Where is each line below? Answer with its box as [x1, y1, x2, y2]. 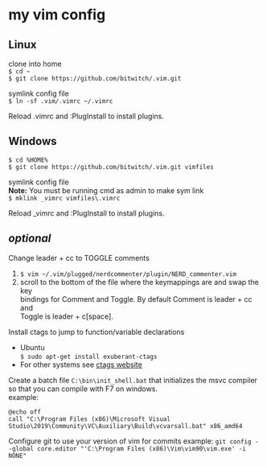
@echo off [8, 408, 42, 416]
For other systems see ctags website [19, 360, 142, 369]
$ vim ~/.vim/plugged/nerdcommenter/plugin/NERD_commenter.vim [19, 270, 237, 278]
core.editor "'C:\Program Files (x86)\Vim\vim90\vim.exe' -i [37, 444, 247, 452]
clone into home [8, 59, 62, 68]
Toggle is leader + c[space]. [19, 311, 114, 321]
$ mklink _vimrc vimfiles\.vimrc [8, 194, 121, 202]
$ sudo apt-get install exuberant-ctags [19, 353, 158, 361]
